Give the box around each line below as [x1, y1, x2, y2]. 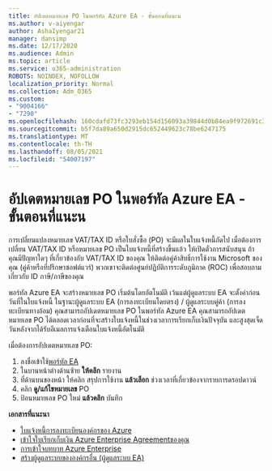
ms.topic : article [8, 58, 70, 66]
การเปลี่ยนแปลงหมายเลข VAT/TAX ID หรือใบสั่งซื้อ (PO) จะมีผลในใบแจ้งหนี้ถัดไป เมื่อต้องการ [8, 235, 261, 245]
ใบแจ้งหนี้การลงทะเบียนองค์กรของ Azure [19, 426, 132, 435]
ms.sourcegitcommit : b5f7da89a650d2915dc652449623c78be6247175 [8, 125, 227, 133]
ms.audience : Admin [8, 49, 74, 58]
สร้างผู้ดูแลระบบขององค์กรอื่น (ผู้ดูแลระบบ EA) [19, 453, 145, 463]
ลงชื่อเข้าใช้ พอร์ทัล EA [19, 357, 79, 366]
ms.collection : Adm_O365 [8, 87, 92, 96]
